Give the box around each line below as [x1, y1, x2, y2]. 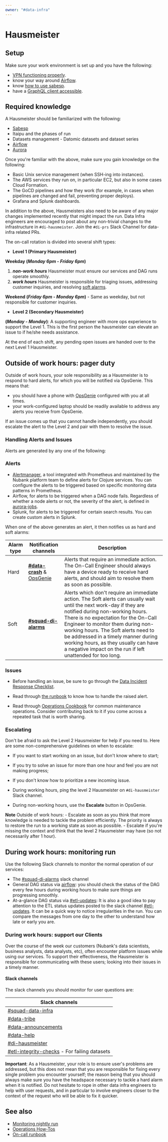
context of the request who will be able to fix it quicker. [5, 1092, 118, 1099]
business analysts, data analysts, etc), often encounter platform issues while [5, 948, 162, 954]
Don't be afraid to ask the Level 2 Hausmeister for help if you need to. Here [5, 738, 160, 744]
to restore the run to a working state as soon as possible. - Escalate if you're [5, 822, 162, 828]
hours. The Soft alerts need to [84, 627, 154, 634]
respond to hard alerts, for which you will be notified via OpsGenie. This [5, 377, 153, 384]
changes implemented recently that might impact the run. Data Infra [5, 213, 145, 219]
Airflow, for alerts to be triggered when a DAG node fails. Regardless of [12, 493, 159, 499]
